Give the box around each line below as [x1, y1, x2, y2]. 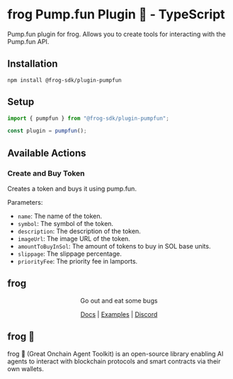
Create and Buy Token [7, 168, 85, 178]
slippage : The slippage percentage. [17, 249, 122, 258]
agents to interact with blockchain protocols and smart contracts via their [7, 357, 221, 366]
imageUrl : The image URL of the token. [17, 234, 131, 243]
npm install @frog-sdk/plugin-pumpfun [7, 77, 122, 84]
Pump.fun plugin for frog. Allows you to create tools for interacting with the [7, 30, 226, 38]
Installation [7, 58, 58, 70]
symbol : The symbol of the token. [17, 220, 114, 227]
